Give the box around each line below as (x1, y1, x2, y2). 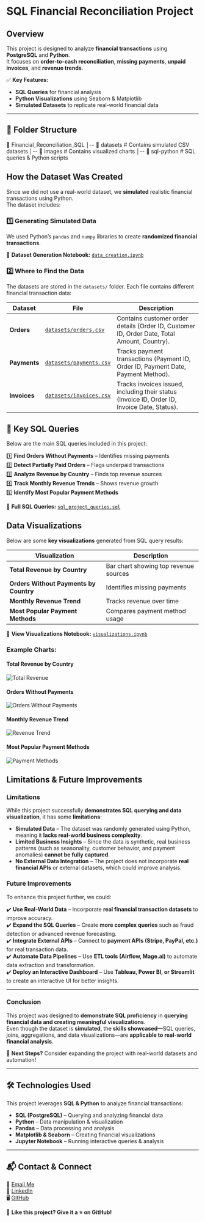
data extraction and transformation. (6, 961, 96, 968)
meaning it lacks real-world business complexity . (15, 831, 142, 839)
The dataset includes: (6, 201, 61, 208)
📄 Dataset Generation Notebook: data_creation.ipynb (6, 251, 144, 258)
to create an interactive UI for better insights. (6, 977, 119, 984)
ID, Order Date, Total (117, 329, 175, 338)
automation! (6, 1056, 37, 1063)
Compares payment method (106, 606, 186, 615)
